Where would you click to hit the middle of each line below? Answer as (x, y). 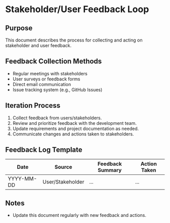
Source (63, 167)
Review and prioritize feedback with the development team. (75, 123)
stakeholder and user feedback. (38, 46)
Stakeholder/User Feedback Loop (77, 9)
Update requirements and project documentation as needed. (76, 128)
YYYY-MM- (22, 179)
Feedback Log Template (44, 150)
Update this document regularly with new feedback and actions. (79, 215)
